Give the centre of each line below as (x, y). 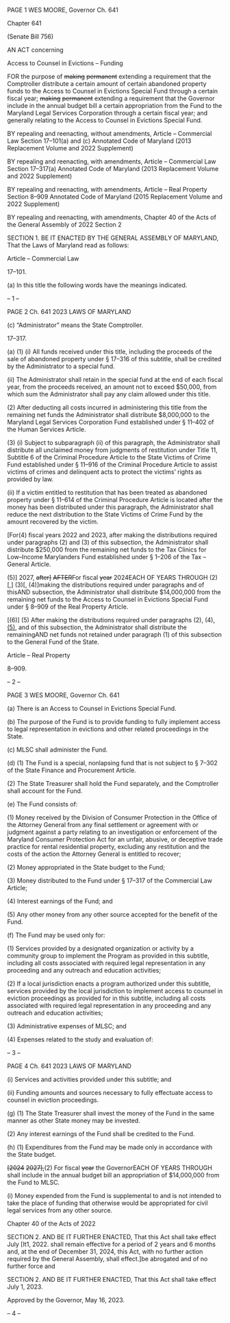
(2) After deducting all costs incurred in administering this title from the (107, 407)
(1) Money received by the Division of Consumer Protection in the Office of (112, 817)
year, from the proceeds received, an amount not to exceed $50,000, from (112, 387)
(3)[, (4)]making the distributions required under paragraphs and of (110, 585)
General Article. (29, 564)
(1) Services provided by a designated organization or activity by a (100, 948)
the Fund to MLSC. (34, 1182)
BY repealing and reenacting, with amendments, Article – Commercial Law (112, 161)
